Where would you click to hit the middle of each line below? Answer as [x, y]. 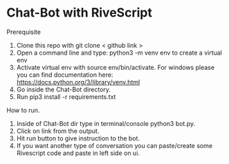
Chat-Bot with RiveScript [80, 13]
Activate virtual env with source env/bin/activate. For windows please [116, 67]
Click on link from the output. [58, 131]
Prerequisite [24, 32]
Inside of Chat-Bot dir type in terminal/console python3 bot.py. [106, 123]
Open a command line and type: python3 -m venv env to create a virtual [119, 53]
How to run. [23, 110]
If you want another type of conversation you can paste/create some [114, 145]
